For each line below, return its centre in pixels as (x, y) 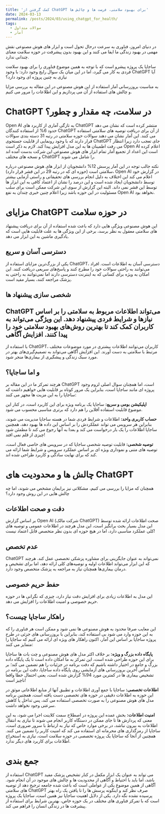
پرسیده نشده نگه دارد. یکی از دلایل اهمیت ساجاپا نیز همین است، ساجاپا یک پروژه (79, 795)
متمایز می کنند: (19, 644)
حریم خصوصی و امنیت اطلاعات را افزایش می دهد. (52, 601)
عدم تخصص (22, 547)
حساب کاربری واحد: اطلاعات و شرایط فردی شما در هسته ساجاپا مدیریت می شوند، (81, 419)
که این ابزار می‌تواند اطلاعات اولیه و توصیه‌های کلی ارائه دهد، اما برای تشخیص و (78, 564)
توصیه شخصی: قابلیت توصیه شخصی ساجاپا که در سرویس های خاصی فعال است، (80, 444)
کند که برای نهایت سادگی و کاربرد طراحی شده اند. (52, 454)
